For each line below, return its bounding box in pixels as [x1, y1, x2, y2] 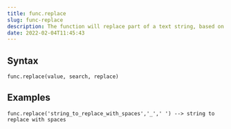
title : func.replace [7, 10, 67, 17]
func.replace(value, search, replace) [7, 73, 119, 80]
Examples [7, 92, 50, 103]
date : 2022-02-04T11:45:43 [7, 29, 85, 37]
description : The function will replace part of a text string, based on [7, 23, 225, 30]
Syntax [7, 54, 39, 66]
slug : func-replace [7, 17, 64, 23]
